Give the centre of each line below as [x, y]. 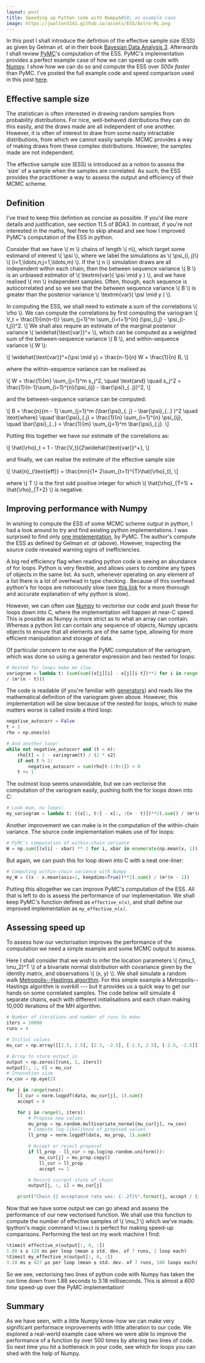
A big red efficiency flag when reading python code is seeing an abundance [102, 561]
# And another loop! [33, 744]
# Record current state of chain [71, 1180]
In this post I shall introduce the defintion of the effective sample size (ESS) [101, 41]
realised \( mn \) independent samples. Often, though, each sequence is [97, 281]
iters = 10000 [24, 1023]
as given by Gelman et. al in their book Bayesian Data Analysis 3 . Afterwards [102, 47]
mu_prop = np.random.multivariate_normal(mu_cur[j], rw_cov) [108, 1124]
